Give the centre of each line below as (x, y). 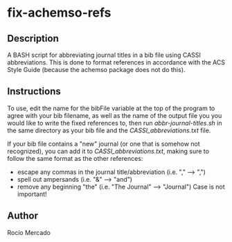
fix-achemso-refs (59, 13)
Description (33, 38)
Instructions (34, 92)
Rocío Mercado (29, 232)
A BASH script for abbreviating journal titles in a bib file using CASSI (104, 55)
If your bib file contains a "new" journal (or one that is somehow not (104, 144)
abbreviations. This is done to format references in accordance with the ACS (116, 62)
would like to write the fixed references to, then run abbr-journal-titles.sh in (115, 123)
